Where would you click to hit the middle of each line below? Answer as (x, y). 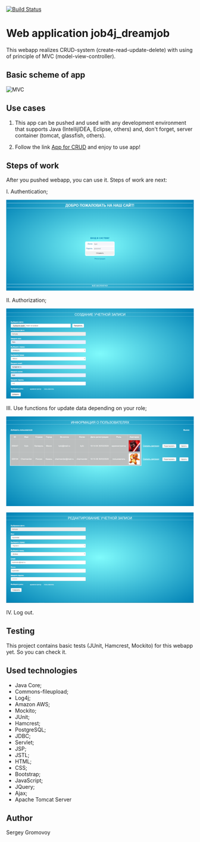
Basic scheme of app (46, 75)
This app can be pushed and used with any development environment (100, 123)
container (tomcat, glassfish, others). (60, 135)
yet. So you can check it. (37, 652)
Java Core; (28, 685)
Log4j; (23, 698)
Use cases (26, 108)
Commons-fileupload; (41, 691)
